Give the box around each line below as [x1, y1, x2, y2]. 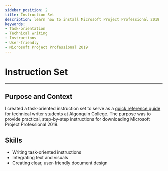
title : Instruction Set [5, 12, 55, 17]
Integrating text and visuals [12, 155, 68, 161]
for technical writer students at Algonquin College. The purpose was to [5, 111, 151, 117]
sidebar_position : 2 [5, 7, 48, 13]
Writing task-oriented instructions [12, 149, 82, 155]
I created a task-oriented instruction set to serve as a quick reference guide [5, 106, 161, 112]
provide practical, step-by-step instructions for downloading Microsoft [5, 116, 150, 122]
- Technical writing [5, 31, 48, 36]
